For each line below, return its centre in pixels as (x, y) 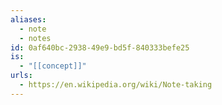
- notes (35, 38)
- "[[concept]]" (53, 66)
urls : (21, 76)
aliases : (28, 19)
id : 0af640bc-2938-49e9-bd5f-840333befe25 (100, 47)
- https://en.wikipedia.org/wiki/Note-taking (116, 85)
